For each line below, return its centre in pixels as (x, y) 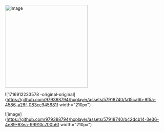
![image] (13, 114)
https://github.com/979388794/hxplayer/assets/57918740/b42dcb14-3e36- (83, 119)
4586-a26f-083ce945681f (32, 105)
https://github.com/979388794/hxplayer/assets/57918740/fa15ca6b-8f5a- (81, 100)
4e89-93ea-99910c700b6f (32, 124)
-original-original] (58, 94)
